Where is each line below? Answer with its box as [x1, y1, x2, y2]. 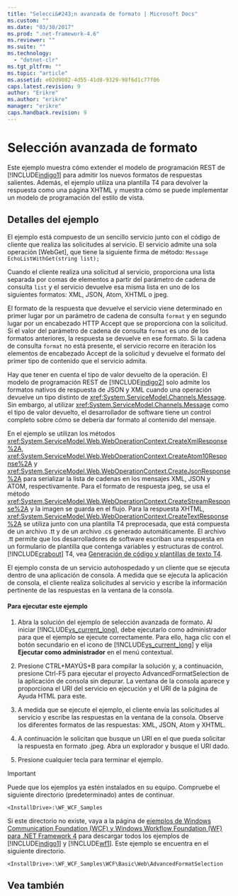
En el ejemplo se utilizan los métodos [7, 429, 115, 438]
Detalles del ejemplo [7, 214, 99, 226]
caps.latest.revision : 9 [7, 83, 81, 90]
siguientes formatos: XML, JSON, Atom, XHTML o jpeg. [7, 290, 169, 298]
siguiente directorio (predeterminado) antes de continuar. [7, 790, 175, 799]
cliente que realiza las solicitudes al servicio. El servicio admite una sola [7, 240, 217, 249]
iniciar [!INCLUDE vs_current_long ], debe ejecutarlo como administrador [17, 625, 227, 634]
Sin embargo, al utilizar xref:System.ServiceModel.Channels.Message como [7, 400, 229, 409]
